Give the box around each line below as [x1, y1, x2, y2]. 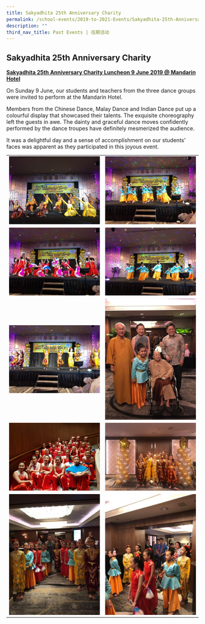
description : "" [6, 23, 48, 29]
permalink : [6, 16, 34, 23]
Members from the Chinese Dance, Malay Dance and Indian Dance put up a [6, 106, 196, 113]
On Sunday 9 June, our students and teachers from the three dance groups [6, 87, 196, 95]
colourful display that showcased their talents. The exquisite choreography [6, 112, 195, 119]
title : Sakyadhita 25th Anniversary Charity [6, 10, 121, 16]
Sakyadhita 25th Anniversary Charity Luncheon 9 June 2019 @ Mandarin [6, 69, 196, 76]
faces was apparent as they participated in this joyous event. [6, 143, 159, 151]
